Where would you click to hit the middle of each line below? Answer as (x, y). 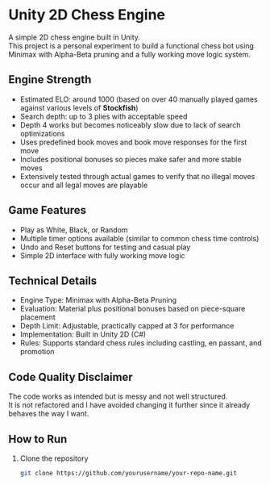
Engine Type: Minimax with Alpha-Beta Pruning (98, 300)
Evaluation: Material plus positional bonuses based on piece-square (133, 309)
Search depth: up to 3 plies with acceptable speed (104, 116)
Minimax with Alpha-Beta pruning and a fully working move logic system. (130, 54)
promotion (37, 352)
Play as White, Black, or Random (74, 230)
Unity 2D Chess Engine (87, 15)
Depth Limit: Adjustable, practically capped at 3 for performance (127, 326)
